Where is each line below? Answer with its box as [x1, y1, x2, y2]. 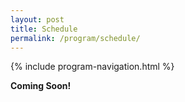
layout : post [10, 14, 65, 25]
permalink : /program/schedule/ [10, 33, 141, 43]
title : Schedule [10, 24, 78, 34]
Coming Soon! [10, 80, 72, 92]
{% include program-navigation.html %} [10, 61, 175, 73]
